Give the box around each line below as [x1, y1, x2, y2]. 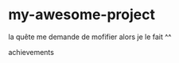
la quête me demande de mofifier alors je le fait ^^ [8, 32, 172, 41]
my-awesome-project [8, 6, 155, 24]
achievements [8, 47, 54, 57]
